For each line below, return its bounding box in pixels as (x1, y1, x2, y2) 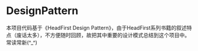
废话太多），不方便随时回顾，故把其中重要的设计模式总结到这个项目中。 (16, 31, 190, 39)
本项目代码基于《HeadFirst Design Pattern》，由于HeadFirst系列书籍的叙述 (6, 24, 187, 31)
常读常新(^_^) (6, 39, 37, 46)
